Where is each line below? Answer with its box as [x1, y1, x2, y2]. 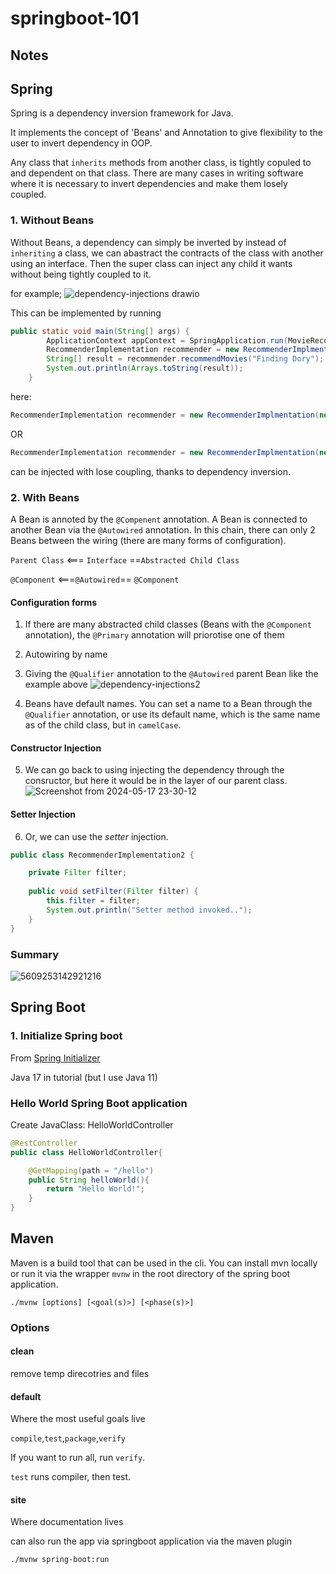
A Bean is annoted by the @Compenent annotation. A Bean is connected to [10, 513, 308, 525]
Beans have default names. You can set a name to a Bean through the [24, 698, 313, 710]
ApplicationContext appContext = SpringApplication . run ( [46, 335, 288, 346]
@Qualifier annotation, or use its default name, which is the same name [24, 708, 321, 721]
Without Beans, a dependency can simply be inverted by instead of [10, 236, 287, 248]
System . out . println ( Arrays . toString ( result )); [46, 363, 244, 374]
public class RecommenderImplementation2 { [10, 850, 195, 860]
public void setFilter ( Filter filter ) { [28, 887, 199, 897]
